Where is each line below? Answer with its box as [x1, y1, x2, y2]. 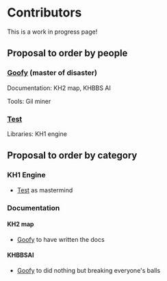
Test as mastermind [16, 186, 73, 194]
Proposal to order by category [7, 150, 138, 161]
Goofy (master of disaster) [7, 68, 98, 78]
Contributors [7, 5, 82, 21]
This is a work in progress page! [7, 27, 98, 36]
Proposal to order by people [7, 47, 128, 59]
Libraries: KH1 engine [7, 129, 67, 138]
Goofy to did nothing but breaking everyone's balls [16, 266, 161, 274]
